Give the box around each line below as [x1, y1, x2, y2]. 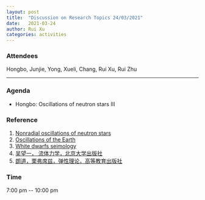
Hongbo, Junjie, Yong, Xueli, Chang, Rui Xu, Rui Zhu [6, 65, 137, 73]
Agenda [6, 87, 31, 95]
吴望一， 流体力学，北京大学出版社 [15, 150, 103, 157]
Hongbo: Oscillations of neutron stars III [15, 100, 115, 107]
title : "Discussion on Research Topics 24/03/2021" [6, 15, 143, 21]
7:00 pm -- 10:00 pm [6, 187, 59, 194]
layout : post [6, 9, 40, 15]
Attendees [6, 52, 38, 60]
